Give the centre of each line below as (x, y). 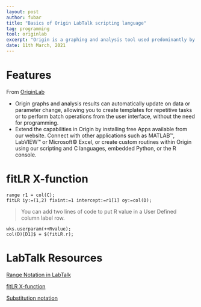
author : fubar (24, 17)
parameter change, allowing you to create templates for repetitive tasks (104, 110)
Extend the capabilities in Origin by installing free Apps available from (101, 129)
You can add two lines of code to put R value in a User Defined (99, 211)
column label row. (43, 218)
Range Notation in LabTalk (39, 274)
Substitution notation (32, 298)
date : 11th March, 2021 (36, 46)
